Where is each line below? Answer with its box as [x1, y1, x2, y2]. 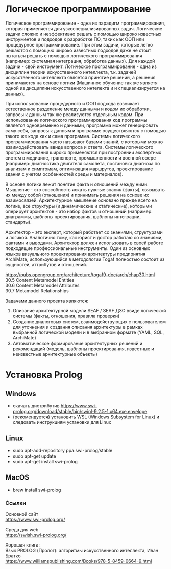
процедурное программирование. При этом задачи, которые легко [5, 41, 153, 48]
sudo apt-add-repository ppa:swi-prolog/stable [12, 447, 113, 453]
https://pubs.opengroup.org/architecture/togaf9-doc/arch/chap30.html [5, 271, 155, 278]
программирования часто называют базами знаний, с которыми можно [5, 139, 163, 145]
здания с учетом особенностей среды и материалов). [5, 171, 124, 177]
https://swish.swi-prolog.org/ [5, 532, 67, 538]
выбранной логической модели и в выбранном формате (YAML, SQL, [12, 329, 164, 335]
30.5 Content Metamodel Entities [5, 277, 75, 283]
